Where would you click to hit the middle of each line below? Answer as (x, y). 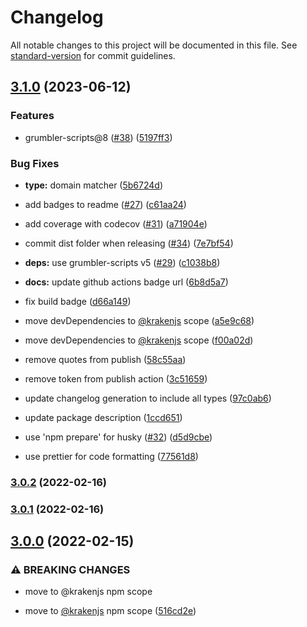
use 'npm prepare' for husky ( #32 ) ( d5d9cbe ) (118, 437)
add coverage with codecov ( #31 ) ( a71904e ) (116, 223)
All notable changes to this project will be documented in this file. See (154, 45)
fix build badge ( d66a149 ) (78, 301)
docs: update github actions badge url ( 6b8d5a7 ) (126, 282)
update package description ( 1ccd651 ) (103, 417)
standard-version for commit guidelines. (93, 55)
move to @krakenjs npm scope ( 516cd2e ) (110, 611)
